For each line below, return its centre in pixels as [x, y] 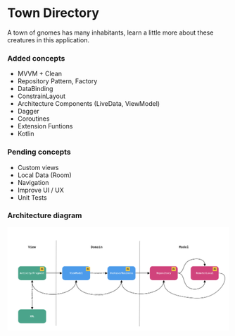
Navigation [33, 182]
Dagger [28, 112]
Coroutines [33, 119]
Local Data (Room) [44, 175]
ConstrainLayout [41, 96]
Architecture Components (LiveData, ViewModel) [89, 104]
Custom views [38, 167]
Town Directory [53, 13]
